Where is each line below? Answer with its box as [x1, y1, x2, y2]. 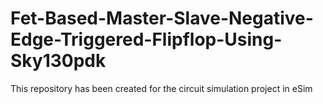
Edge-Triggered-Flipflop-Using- [10, 28, 283, 51]
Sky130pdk [10, 50, 107, 72]
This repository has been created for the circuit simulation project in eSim [10, 82, 313, 94]
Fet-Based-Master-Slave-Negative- [10, 7, 314, 30]
